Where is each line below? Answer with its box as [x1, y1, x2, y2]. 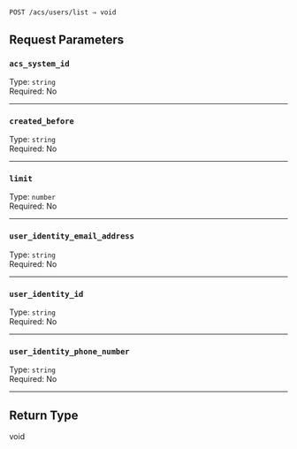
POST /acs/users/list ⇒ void [9, 8, 117, 17]
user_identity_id [9, 289, 84, 299]
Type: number [9, 192, 56, 202]
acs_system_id [9, 58, 70, 69]
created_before [9, 116, 75, 126]
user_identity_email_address [9, 232, 135, 241]
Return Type [9, 407, 79, 422]
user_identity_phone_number [9, 346, 130, 356]
